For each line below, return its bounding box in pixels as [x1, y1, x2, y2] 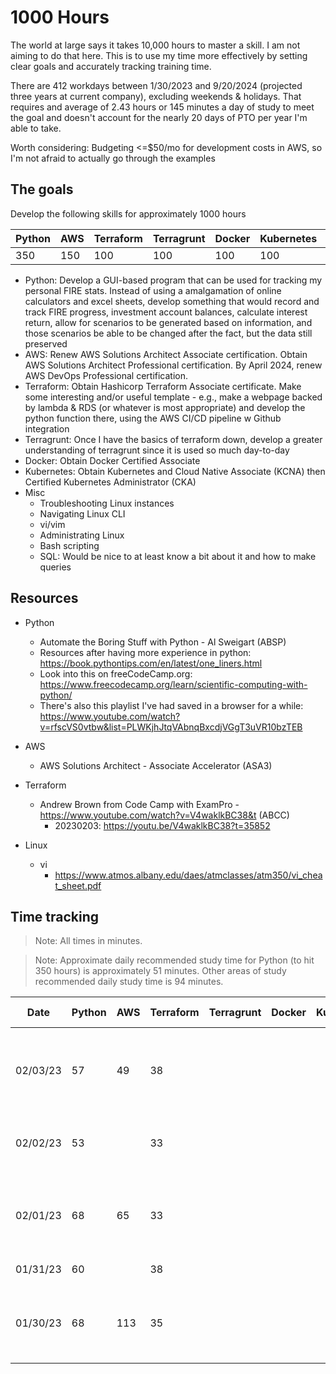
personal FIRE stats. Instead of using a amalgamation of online [24, 284, 282, 296]
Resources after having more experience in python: [39, 646, 252, 658]
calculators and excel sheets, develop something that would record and [24, 295, 320, 307]
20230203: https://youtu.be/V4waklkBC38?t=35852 [54, 819, 271, 831]
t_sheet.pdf [54, 879, 102, 891]
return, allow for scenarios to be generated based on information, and [24, 316, 313, 328]
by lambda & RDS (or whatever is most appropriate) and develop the [24, 401, 306, 413]
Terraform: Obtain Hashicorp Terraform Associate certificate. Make [24, 380, 302, 392]
